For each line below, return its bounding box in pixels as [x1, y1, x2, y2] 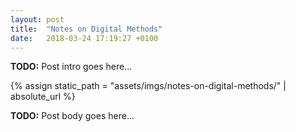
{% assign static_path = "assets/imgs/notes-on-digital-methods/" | [10, 80, 287, 92]
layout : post [10, 14, 65, 25]
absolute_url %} [10, 91, 76, 103]
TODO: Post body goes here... [10, 110, 135, 122]
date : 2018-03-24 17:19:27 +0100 [10, 33, 159, 43]
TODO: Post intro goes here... [10, 61, 133, 73]
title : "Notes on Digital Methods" [10, 24, 163, 34]
